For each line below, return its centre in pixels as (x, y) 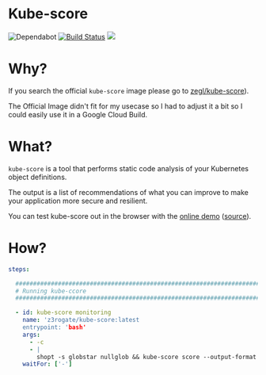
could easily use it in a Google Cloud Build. (78, 114)
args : (32, 335)
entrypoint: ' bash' (55, 327)
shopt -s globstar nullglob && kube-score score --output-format (147, 357)
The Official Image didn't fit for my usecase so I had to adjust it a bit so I (125, 106)
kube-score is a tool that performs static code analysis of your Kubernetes (129, 168)
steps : (19, 269)
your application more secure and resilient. (78, 201)
